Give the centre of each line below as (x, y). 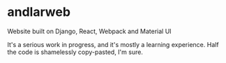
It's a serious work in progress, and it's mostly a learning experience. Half (113, 44)
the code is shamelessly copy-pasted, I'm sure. (75, 52)
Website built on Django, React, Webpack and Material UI (90, 31)
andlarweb (39, 12)
